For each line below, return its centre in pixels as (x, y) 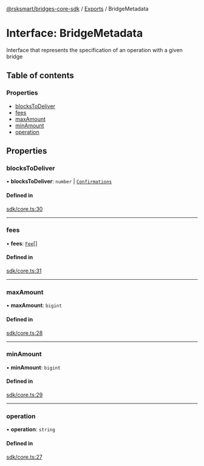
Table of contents (40, 76)
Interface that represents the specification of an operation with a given (95, 50)
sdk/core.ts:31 (24, 271)
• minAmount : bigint (33, 367)
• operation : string (31, 430)
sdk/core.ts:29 (25, 395)
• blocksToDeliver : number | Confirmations (59, 181)
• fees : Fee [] (22, 243)
